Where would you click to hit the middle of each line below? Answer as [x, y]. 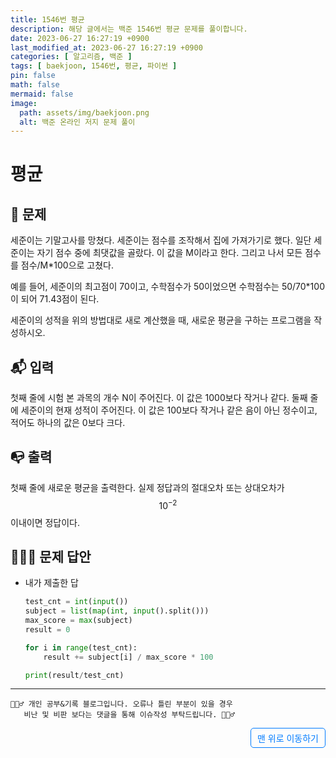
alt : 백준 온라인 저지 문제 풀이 [77, 122]
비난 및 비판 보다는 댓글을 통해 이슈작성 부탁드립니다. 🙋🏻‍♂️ [129, 715]
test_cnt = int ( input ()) [76, 602]
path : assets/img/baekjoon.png [84, 112]
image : [24, 103]
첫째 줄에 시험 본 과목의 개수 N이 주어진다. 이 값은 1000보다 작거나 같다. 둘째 [159, 398]
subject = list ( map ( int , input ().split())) [117, 611]
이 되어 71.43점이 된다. [55, 299]
